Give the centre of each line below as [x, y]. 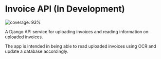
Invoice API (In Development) [65, 9]
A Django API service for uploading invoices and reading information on [77, 31]
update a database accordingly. [37, 51]
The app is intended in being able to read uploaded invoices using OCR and [81, 46]
